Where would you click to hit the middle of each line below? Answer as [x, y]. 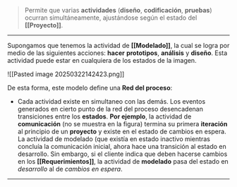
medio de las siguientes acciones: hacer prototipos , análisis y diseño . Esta [117, 53]
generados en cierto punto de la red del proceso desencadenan [110, 109]
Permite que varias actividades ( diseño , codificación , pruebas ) [119, 10]
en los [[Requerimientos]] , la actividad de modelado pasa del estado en [123, 161]
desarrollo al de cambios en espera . [70, 169]
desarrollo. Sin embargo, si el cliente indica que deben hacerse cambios [122, 154]
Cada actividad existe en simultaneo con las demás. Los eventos [111, 101]
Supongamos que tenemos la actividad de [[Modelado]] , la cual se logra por [119, 46]
